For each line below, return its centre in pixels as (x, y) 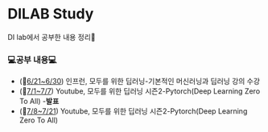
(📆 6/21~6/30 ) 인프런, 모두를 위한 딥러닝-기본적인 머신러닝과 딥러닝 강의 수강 (140, 82)
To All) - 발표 (39, 102)
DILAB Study (51, 14)
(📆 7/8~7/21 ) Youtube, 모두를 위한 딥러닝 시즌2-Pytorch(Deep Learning (133, 111)
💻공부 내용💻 (32, 59)
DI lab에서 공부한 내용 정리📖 (52, 37)
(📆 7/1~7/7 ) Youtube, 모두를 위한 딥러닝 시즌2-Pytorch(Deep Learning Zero (140, 91)
